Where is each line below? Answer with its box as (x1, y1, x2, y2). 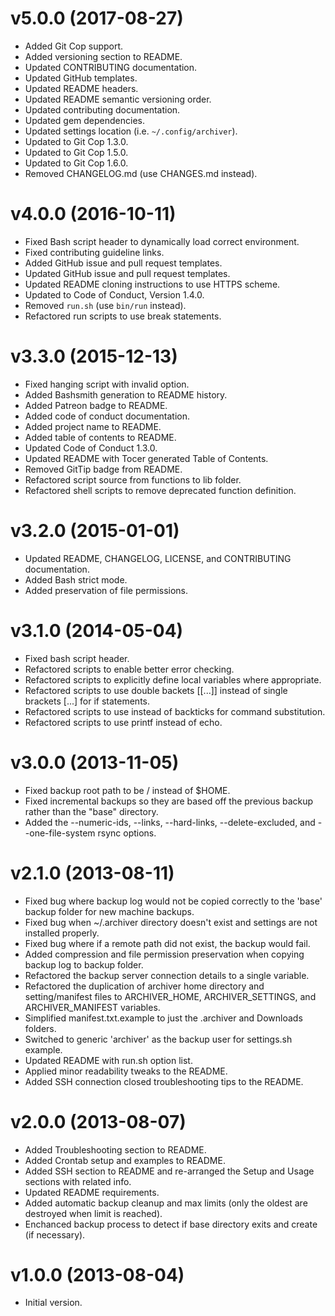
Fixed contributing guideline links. (24, 246, 165, 258)
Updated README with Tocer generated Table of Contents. (24, 452, 269, 464)
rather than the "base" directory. (24, 805, 159, 817)
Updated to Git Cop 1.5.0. (24, 146, 129, 158)
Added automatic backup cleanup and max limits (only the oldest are (24, 1197, 308, 1209)
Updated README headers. (24, 82, 139, 94)
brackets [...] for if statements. (24, 695, 151, 707)
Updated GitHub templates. (24, 72, 138, 84)
